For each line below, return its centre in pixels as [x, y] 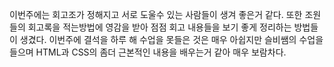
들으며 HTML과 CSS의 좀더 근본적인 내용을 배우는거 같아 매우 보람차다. [148, 52]
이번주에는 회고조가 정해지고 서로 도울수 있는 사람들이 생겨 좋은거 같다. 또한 [156, 14]
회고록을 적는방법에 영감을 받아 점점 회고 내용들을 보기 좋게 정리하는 [159, 27]
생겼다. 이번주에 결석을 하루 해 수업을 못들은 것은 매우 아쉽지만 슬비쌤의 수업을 [171, 39]
